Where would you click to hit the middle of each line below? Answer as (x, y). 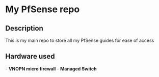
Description (24, 28)
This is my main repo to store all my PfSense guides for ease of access (80, 40)
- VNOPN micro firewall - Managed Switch (51, 69)
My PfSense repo (43, 9)
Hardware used (30, 56)
